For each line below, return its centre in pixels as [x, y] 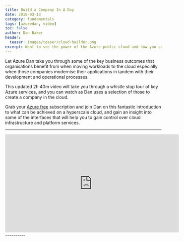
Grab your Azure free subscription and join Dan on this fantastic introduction [83, 107]
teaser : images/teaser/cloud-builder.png [53, 42]
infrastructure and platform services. [43, 122]
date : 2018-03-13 [23, 14]
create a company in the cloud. [37, 97]
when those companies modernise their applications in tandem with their [80, 71]
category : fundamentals [30, 19]
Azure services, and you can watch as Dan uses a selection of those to [78, 92]
